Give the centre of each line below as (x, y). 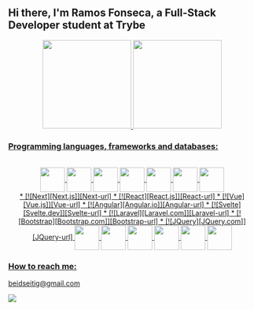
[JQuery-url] (53, 237)
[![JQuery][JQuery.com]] (205, 221)
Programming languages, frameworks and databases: (113, 146)
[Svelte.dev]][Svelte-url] (63, 213)
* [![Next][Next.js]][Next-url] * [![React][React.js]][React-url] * (120, 197)
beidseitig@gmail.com (44, 283)
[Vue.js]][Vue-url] (52, 205)
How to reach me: (42, 267)
